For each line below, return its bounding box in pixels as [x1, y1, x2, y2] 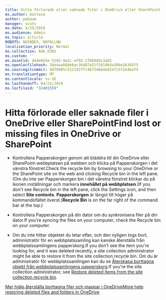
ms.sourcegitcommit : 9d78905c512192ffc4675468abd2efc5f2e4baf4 [5, 67, 139, 72]
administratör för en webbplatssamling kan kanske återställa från [12, 238, 145, 243]
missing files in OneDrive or [5, 128, 121, 139]
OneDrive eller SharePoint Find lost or [5, 118, 161, 129]
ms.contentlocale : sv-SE [5, 76, 56, 81]
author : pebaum [5, 16, 37, 21]
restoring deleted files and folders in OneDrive [5, 289, 100, 295]
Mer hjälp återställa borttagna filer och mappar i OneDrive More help [5, 284, 144, 290]
